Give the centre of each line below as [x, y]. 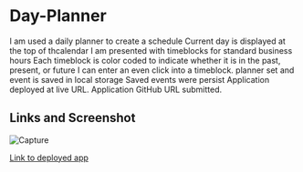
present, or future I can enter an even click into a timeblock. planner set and [152, 70]
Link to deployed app [49, 157]
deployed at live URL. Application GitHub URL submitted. [115, 89]
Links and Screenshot [73, 118]
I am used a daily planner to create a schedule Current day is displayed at [147, 41]
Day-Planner [58, 16]
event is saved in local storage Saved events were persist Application [140, 79]
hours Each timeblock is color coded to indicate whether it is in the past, [145, 60]
